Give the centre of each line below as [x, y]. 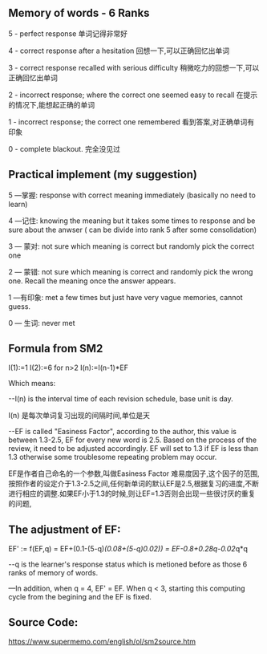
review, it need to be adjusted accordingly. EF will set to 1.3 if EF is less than [133, 449]
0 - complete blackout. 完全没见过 [64, 148]
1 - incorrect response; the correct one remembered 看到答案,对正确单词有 [131, 122]
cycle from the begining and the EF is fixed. [80, 597]
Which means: [32, 384]
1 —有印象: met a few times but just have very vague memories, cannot [125, 297]
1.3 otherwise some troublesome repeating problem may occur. [113, 457]
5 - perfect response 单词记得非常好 [68, 33]
